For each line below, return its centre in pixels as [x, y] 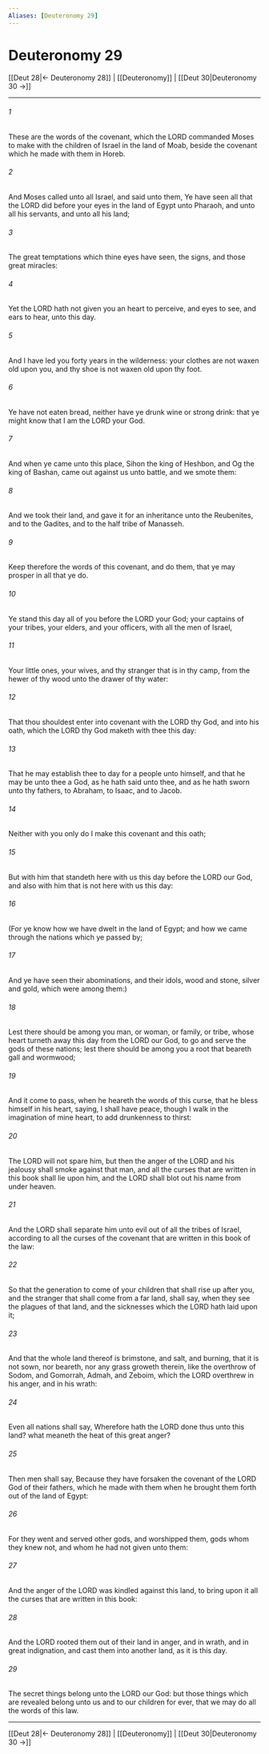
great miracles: [33, 266]
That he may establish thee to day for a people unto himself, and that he [127, 774]
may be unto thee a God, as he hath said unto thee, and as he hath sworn [129, 782]
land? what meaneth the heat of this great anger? [89, 1435]
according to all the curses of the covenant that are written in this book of [129, 1237]
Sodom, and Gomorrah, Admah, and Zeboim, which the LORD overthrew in [131, 1375]
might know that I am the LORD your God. [77, 420]
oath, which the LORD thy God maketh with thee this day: [102, 730]
